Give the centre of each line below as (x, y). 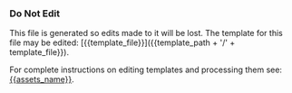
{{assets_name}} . (42, 79)
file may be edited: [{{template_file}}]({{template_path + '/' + (122, 42)
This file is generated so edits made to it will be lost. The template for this (146, 33)
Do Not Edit (35, 14)
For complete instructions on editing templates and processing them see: (146, 70)
